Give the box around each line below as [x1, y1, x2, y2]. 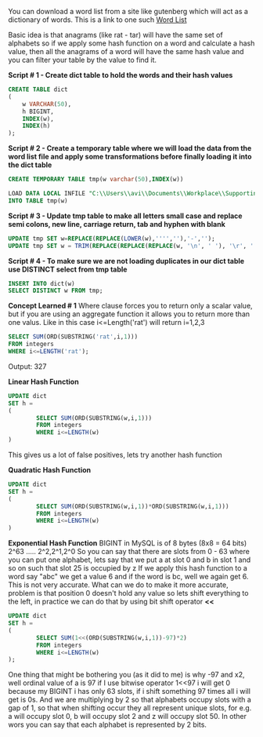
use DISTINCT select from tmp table [8, 265, 128, 274]
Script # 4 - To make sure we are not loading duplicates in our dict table [8, 256, 245, 265]
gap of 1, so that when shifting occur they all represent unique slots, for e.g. [8, 703, 252, 713]
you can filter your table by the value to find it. [8, 55, 157, 64]
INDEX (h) [22, 122, 51, 130]
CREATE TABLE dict [8, 86, 68, 93]
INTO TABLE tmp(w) [8, 196, 68, 205]
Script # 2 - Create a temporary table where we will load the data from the [8, 144, 252, 153]
